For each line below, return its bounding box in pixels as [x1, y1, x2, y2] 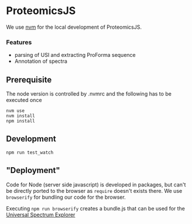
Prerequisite [6, 74, 52, 84]
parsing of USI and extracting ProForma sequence [14, 52, 136, 59]
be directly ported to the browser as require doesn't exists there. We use [6, 187, 183, 194]
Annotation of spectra [14, 57, 67, 65]
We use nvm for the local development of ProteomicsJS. [6, 23, 142, 30]
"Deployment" [6, 165, 60, 175]
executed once [6, 97, 42, 104]
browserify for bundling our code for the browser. [6, 194, 126, 201]
